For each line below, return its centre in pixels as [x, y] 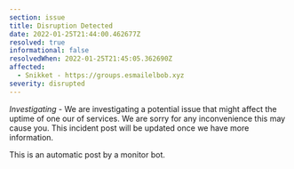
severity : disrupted [48, 84]
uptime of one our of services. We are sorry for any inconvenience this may [147, 118]
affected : [28, 68]
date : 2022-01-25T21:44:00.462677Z [75, 34]
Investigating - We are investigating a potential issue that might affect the [143, 109]
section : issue [37, 17]
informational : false [49, 51]
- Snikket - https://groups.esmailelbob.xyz [101, 76]
